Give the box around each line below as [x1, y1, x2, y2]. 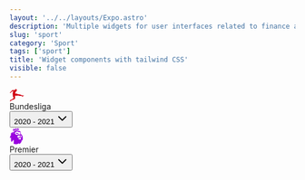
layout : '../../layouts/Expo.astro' [9, 13, 148, 23]
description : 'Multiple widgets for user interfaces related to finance [9, 22, 290, 31]
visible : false [9, 64, 67, 73]
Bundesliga [9, 100, 52, 111]
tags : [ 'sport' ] [9, 47, 71, 56]
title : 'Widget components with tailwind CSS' [9, 55, 189, 64]
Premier [9, 144, 39, 155]
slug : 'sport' [9, 30, 64, 39]
